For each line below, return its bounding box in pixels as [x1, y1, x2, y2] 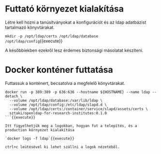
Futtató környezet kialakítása [5, 3, 124, 14]
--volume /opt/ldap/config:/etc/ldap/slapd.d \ [9, 102, 107, 107]
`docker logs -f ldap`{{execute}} [5, 136, 75, 141]
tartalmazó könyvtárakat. [5, 24, 55, 30]
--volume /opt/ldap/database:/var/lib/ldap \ [9, 98, 103, 103]
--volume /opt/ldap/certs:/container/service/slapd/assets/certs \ [9, 106, 148, 112]
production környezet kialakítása [5, 127, 75, 132]
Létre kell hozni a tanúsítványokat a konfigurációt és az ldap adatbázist [5, 19, 146, 25]
